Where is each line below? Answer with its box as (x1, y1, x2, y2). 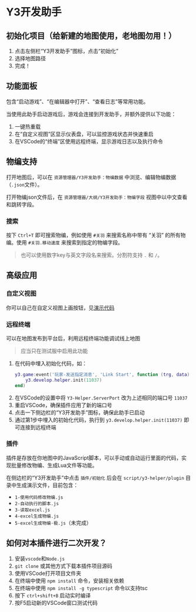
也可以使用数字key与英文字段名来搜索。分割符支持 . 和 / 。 (20, 251, 163, 258)
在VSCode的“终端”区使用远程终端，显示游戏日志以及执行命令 (14, 138, 164, 145)
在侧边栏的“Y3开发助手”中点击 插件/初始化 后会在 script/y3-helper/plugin (6, 474, 184, 481)
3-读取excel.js (14, 507, 51, 513)
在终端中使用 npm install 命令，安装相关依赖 (14, 577, 125, 584)
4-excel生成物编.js (14, 513, 59, 519)
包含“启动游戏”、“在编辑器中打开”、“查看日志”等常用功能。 (6, 98, 149, 105)
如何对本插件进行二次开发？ (6, 538, 107, 548)
